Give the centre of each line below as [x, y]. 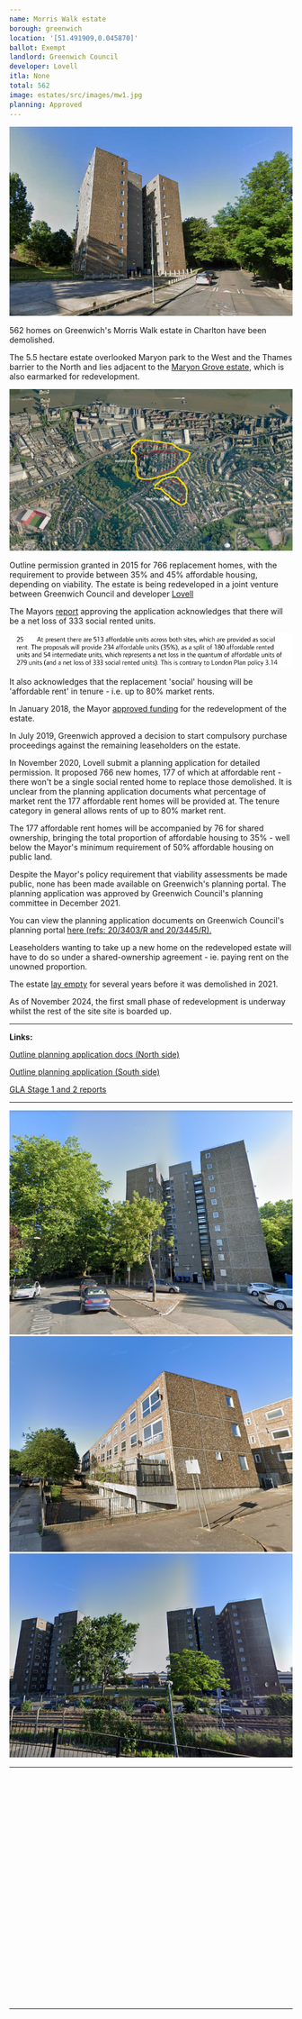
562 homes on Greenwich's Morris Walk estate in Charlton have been [138, 331]
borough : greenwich [46, 28]
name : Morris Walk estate [58, 19]
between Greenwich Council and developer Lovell [102, 594]
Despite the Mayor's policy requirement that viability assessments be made [148, 875]
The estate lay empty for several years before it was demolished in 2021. [144, 984]
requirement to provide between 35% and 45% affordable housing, [133, 574]
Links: [21, 1037]
